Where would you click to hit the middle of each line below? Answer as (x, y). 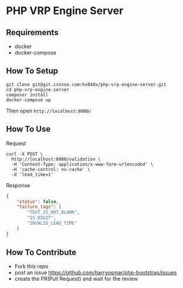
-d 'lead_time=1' (33, 174)
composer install (27, 95)
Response (18, 185)
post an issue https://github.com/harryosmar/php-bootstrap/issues (96, 273)
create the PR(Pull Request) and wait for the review (76, 279)
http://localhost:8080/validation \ (56, 159)
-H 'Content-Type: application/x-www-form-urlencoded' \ (82, 164)
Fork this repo (31, 266)
